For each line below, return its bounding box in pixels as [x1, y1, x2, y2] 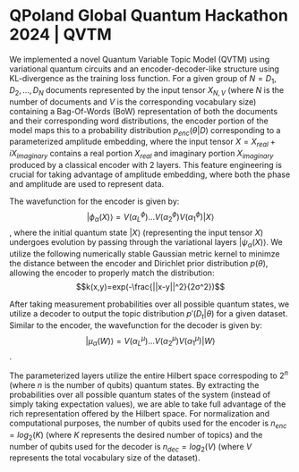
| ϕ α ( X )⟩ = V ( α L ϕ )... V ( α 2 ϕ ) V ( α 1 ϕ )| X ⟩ [86, 209, 215, 224]
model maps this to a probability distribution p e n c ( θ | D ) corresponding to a [9, 124, 281, 138]
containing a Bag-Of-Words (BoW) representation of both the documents [9, 105, 278, 116]
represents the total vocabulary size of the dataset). [9, 452, 201, 463]
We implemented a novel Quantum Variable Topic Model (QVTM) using [9, 54, 270, 64]
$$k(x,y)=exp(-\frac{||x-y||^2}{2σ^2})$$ [75, 282, 226, 292]
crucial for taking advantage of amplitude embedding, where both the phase [9, 169, 291, 180]
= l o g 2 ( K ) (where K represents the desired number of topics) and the [9, 429, 263, 442]
